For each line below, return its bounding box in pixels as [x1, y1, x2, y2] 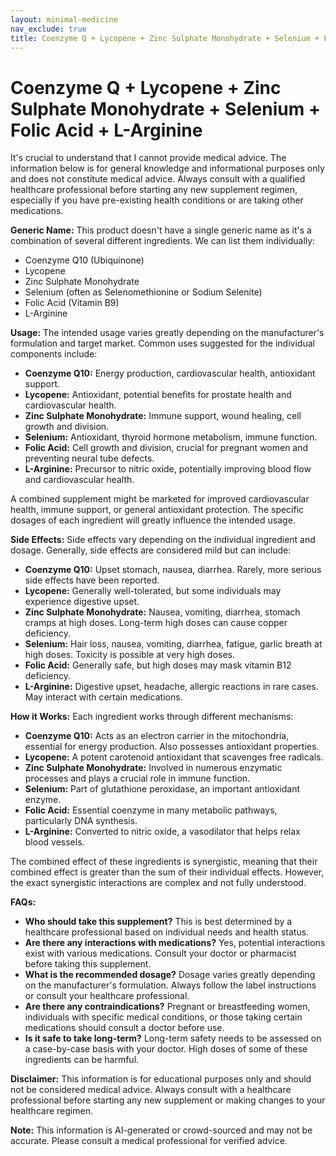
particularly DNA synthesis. [24, 815, 138, 827]
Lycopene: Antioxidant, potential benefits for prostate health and [24, 389, 292, 401]
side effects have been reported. [24, 574, 160, 586]
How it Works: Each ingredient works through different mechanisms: [10, 711, 294, 723]
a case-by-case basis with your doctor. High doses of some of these [24, 1043, 308, 1055]
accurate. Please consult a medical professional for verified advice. [10, 1135, 288, 1147]
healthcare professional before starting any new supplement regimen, [10, 184, 298, 196]
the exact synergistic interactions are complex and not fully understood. [10, 877, 307, 889]
